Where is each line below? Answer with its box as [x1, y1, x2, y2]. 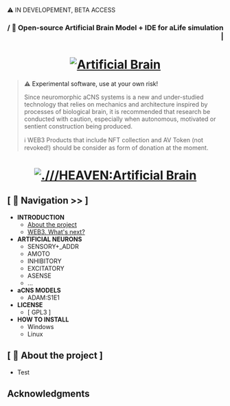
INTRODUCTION [16, 213, 65, 221]
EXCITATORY [27, 264, 65, 272]
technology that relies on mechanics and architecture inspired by [23, 100, 208, 109]
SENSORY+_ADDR [27, 242, 79, 250]
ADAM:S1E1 [27, 293, 60, 302]
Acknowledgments [7, 388, 91, 400]
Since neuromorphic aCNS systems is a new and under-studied [23, 93, 204, 101]
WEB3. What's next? [27, 227, 86, 236]
